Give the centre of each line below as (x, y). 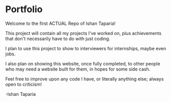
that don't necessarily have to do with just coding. (58, 39)
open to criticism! (23, 84)
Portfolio (24, 9)
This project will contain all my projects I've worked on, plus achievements (83, 33)
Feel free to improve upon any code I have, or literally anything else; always (85, 79)
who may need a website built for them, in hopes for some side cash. (78, 69)
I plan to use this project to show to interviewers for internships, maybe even (86, 48)
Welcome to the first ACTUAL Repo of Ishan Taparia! (60, 23)
